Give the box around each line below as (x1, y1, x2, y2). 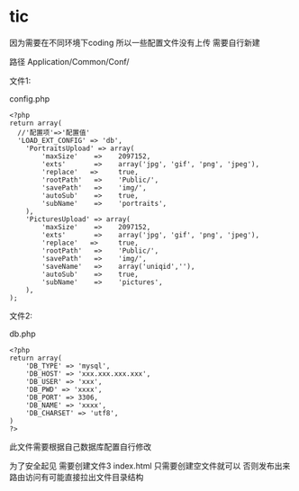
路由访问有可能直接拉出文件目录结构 (9, 471, 144, 482)
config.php (9, 93, 50, 104)
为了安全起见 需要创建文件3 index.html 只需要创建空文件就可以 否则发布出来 (9, 460, 291, 471)
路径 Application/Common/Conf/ (9, 56, 130, 67)
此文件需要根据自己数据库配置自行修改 (9, 441, 151, 451)
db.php (9, 328, 36, 339)
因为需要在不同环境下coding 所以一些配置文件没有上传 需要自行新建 (9, 37, 261, 48)
